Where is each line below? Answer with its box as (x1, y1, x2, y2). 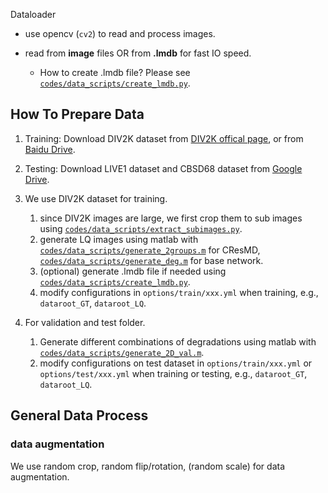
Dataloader (10, 9, 57, 20)
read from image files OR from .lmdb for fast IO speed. (24, 47, 252, 59)
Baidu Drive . (24, 143, 76, 155)
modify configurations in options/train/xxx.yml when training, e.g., (39, 286, 319, 298)
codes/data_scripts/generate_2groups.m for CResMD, (39, 244, 261, 256)
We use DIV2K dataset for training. (24, 192, 168, 204)
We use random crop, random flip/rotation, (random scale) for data (10, 460, 286, 472)
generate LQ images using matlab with (39, 233, 199, 245)
